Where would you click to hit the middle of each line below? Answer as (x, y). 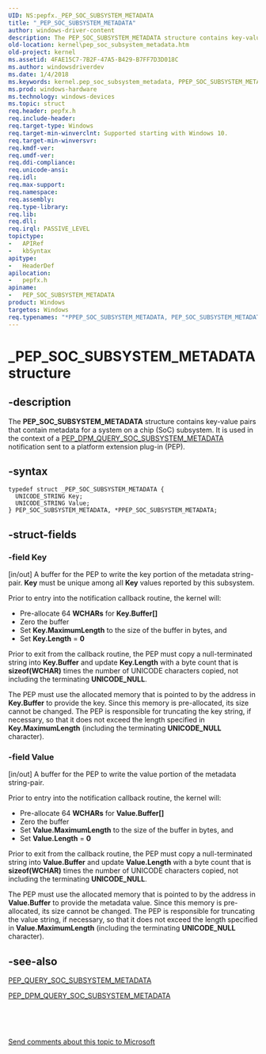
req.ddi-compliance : (42, 163)
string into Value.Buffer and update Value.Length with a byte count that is (130, 863)
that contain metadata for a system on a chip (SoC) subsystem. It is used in (131, 430)
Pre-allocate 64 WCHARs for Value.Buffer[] (92, 813)
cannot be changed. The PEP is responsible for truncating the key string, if (130, 711)
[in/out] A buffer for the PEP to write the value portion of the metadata (122, 774)
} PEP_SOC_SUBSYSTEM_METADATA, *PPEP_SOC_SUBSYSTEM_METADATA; (113, 510)
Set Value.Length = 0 (55, 839)
